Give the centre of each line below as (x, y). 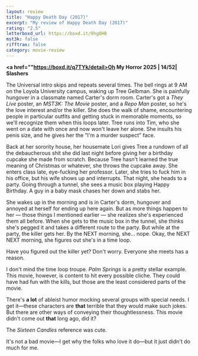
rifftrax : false (26, 45)
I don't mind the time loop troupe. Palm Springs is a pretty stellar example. (96, 269)
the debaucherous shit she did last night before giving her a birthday (90, 153)
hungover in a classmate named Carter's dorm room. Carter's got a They (95, 97)
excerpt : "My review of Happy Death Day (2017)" (67, 23)
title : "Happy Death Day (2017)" (47, 17)
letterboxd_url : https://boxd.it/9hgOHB (57, 34)
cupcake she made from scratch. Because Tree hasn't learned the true (92, 159)
